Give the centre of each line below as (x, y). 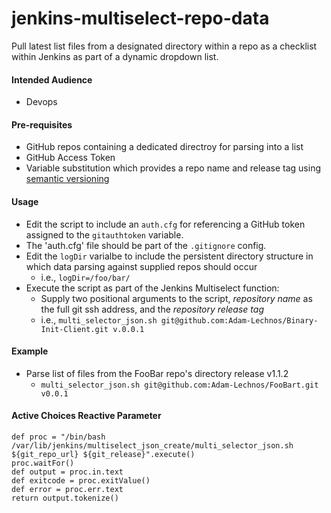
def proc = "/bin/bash (58, 437)
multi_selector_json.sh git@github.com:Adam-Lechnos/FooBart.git (179, 385)
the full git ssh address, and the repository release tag (152, 309)
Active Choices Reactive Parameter (86, 416)
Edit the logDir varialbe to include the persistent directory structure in (169, 256)
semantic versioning (67, 179)
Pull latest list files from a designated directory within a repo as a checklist (164, 46)
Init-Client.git (74, 329)
